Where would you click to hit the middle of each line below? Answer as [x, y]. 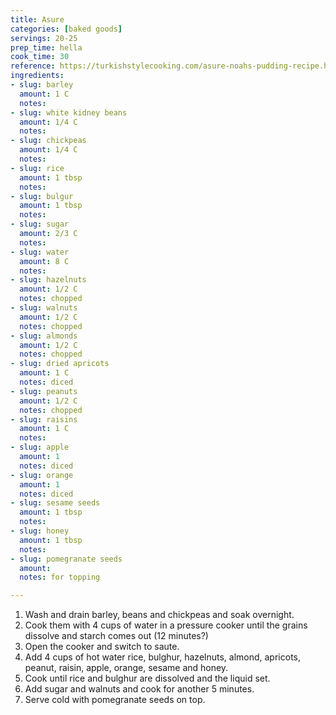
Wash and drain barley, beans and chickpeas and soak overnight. [159, 615]
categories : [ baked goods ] [66, 29]
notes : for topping [60, 577]
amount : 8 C [44, 261]
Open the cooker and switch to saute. [102, 647]
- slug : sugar [40, 224]
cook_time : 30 [40, 57]
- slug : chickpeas [48, 141]
